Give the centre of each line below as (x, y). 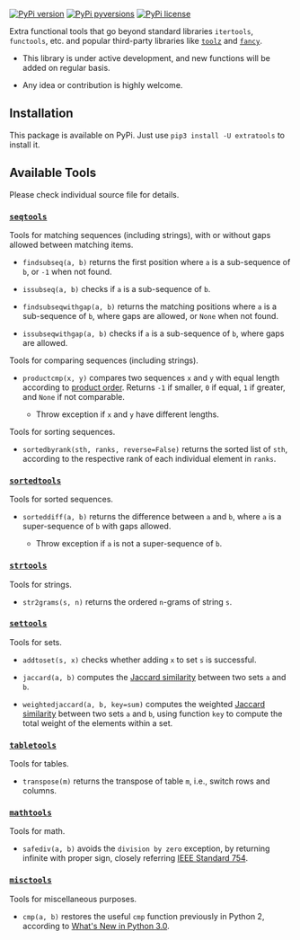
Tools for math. (37, 831)
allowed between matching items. (71, 244)
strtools (28, 566)
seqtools (28, 217)
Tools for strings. (40, 584)
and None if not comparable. (74, 396)
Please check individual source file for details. (94, 194)
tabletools (33, 745)
